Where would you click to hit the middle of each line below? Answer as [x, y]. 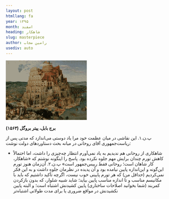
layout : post [19, 11]
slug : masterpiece [25, 37]
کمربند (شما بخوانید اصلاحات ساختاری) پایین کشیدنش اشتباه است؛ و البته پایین [86, 185]
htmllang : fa [19, 16]
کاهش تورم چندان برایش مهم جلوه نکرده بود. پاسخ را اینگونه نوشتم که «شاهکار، [88, 158]
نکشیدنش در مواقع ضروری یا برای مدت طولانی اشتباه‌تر [66, 190]
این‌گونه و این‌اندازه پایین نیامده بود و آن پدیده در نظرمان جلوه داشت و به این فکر [88, 169]
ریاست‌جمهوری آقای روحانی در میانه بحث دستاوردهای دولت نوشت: [68, 143]
